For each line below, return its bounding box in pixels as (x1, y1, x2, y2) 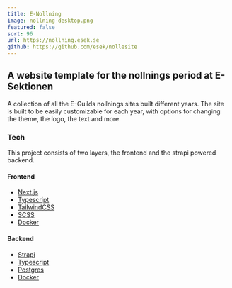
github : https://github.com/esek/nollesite (7, 43, 138, 50)
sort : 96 (7, 30, 33, 38)
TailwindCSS (17, 203, 55, 211)
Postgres (17, 265, 45, 274)
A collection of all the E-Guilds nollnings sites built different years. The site (7, 99, 224, 108)
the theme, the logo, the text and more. (7, 114, 122, 123)
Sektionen (7, 81, 54, 93)
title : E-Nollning (7, 10, 62, 18)
